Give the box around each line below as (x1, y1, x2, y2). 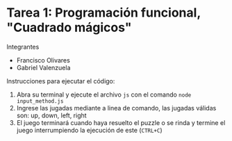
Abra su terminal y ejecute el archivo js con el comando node (16, 90, 192, 99)
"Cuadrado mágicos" (6, 19, 132, 35)
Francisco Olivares (16, 56, 70, 64)
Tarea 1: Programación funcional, (6, 5, 201, 21)
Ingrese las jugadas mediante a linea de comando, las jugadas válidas (16, 103, 217, 112)
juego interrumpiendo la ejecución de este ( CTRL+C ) (16, 126, 163, 134)
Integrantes (6, 42, 40, 51)
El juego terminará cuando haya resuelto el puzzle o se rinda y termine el (16, 118, 226, 126)
